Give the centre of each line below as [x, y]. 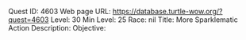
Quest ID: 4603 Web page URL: [60, 11]
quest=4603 [29, 20]
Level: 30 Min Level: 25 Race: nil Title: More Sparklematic [144, 20]
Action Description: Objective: [57, 28]
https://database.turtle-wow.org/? [167, 11]
